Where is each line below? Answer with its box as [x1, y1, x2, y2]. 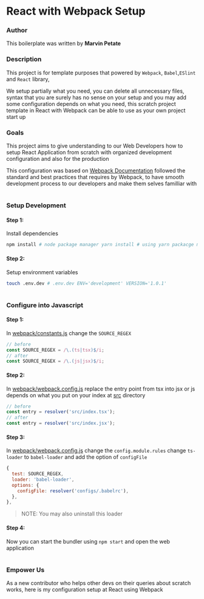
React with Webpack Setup [6, 4, 146, 18]
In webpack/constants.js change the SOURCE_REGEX [6, 329, 132, 336]
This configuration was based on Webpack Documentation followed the [6, 167, 186, 174]
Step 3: [6, 433, 25, 441]
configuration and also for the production [6, 155, 109, 163]
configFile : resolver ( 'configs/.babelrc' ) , [17, 487, 129, 494]
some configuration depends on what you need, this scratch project [6, 100, 176, 107]
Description [6, 55, 42, 63]
